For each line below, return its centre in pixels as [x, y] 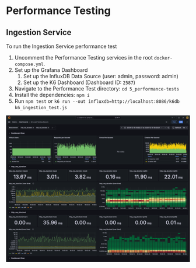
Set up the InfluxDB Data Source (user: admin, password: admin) [101, 76]
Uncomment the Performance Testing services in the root [83, 58]
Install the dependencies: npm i [52, 95]
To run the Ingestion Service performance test [62, 46]
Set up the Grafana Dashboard [51, 70]
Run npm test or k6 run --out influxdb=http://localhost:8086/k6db [97, 101]
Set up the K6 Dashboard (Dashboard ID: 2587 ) [79, 82]
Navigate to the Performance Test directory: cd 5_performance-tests [97, 88]
